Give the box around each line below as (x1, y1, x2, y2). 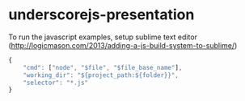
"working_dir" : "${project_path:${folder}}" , (23, 71, 180, 79)
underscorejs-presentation (8, 6, 195, 24)
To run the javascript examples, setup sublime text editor (8, 32, 198, 42)
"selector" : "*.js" (23, 79, 89, 87)
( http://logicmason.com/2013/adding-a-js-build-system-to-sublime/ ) (8, 40, 238, 50)
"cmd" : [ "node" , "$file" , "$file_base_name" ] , (23, 63, 183, 71)
